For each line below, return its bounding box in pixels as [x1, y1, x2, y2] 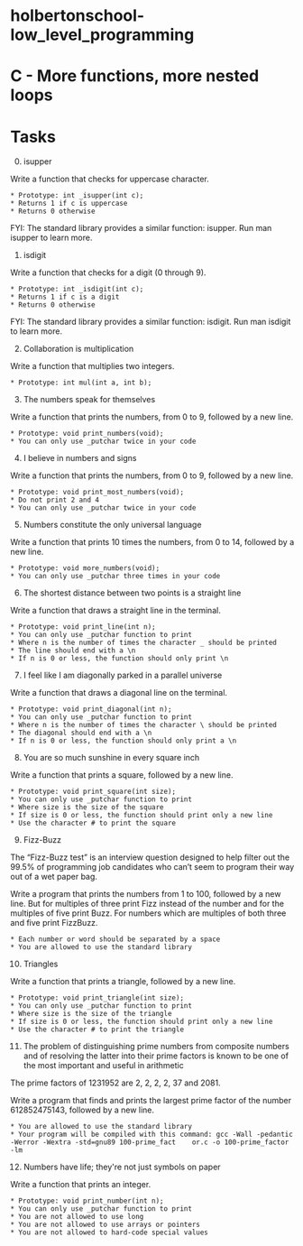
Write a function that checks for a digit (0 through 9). [10, 267, 207, 278]
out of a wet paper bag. [10, 872, 98, 882]
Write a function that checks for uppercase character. [10, 173, 210, 185]
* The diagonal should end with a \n [10, 728, 152, 738]
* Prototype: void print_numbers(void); [10, 429, 165, 438]
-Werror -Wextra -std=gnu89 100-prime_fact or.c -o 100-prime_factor [10, 1138, 289, 1147]
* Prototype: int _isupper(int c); [10, 191, 144, 200]
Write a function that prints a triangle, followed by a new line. [10, 976, 236, 987]
